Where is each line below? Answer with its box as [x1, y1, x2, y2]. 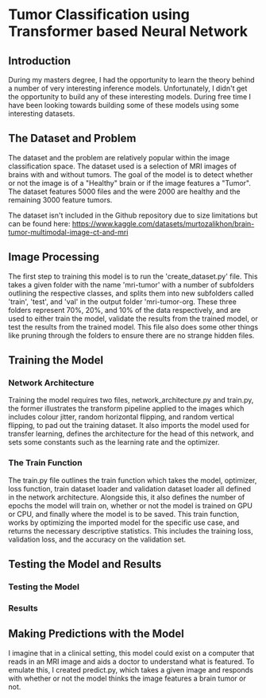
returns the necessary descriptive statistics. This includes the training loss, [8, 526, 253, 535]
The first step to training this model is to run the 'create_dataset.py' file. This [8, 272, 258, 281]
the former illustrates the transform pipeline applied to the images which [8, 403, 245, 414]
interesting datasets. [8, 109, 75, 118]
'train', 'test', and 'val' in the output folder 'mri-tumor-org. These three [8, 296, 237, 307]
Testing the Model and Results [8, 557, 162, 571]
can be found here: [8, 218, 71, 228]
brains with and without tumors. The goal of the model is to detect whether [8, 169, 253, 179]
